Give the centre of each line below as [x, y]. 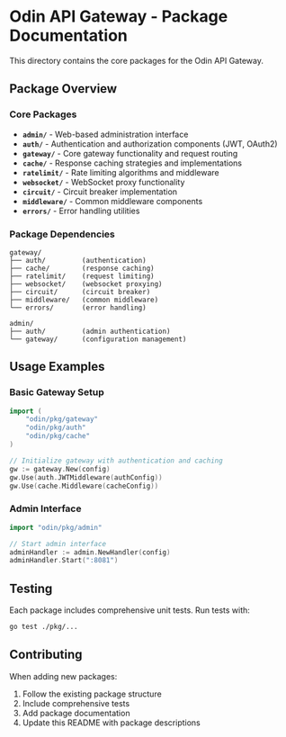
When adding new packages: [63, 676]
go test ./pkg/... [44, 627]
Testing [31, 588]
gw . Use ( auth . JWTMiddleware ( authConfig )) [86, 477]
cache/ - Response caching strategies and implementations [132, 163]
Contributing [46, 655]
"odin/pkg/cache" [58, 436]
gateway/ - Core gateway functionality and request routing [130, 153]
